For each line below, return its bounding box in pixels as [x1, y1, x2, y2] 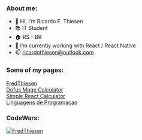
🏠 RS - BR [14, 34, 42, 41]
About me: [6, 4, 38, 13]
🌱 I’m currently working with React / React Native [14, 42, 137, 49]
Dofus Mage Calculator [6, 86, 64, 93]
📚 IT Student [14, 25, 48, 32]
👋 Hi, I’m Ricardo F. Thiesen [14, 18, 83, 25]
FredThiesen [6, 80, 38, 87]
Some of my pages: [6, 66, 64, 74]
